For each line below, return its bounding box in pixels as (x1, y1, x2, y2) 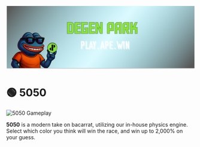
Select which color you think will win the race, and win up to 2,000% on (6, 127, 183, 134)
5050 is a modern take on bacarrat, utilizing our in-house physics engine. (6, 121, 189, 128)
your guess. (6, 134, 36, 141)
